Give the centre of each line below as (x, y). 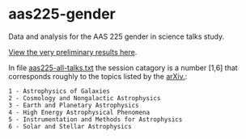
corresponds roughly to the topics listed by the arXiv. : (98, 76)
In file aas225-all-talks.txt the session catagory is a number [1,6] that (123, 67)
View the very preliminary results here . (73, 52)
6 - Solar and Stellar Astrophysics (70, 126)
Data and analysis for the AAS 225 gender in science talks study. (117, 36)
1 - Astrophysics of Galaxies (59, 91)
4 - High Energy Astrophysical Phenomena (79, 112)
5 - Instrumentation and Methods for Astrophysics (95, 119)
